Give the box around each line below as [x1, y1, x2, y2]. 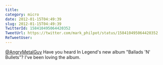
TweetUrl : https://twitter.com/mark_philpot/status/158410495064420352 [5, 30, 158, 35]
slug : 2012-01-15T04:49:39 [5, 21, 62, 26]
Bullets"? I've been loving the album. [5, 54, 81, 60]
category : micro [5, 12, 39, 17]
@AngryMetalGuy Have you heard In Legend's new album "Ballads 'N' [5, 48, 150, 55]
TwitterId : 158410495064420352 [5, 26, 71, 31]
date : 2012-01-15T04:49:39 [5, 16, 62, 21]
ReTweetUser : [5, 35, 33, 40]
